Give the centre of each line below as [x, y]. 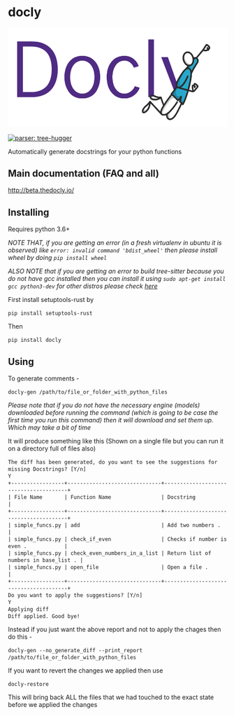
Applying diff [29, 610]
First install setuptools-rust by [51, 300]
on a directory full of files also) [52, 448]
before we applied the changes [53, 704]
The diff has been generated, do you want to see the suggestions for [113, 462]
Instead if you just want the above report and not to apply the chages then [115, 629]
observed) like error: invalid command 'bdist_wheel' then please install [113, 250]
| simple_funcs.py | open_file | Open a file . [108, 567]
